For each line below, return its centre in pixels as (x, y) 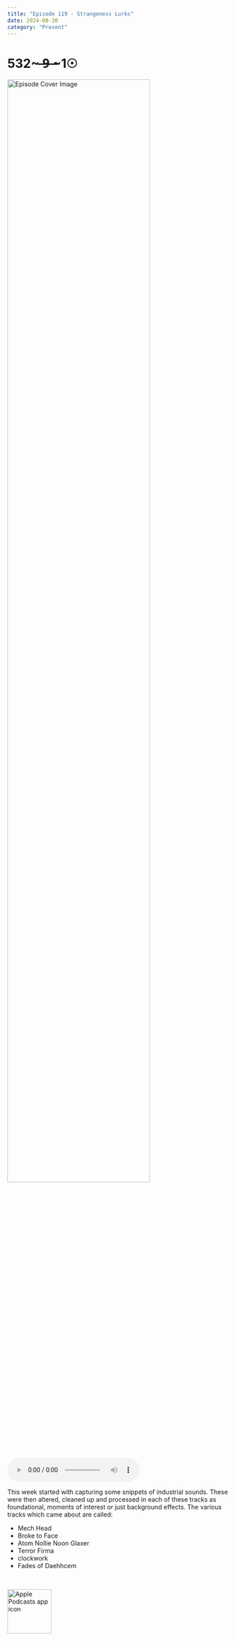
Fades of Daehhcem (47, 1566)
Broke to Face (38, 1536)
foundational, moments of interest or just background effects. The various (115, 1507)
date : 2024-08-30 (33, 21)
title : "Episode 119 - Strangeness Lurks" (71, 14)
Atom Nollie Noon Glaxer (53, 1543)
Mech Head (34, 1529)
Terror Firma (36, 1551)
